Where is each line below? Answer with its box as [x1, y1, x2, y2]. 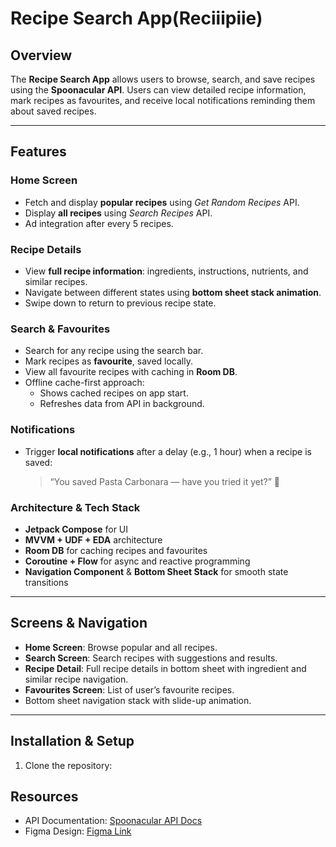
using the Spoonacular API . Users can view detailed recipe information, [10, 84, 307, 96]
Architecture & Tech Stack [10, 500, 141, 514]
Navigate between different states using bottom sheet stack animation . [24, 286, 322, 298]
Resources [10, 788, 79, 805]
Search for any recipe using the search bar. [24, 345, 204, 357]
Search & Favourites [10, 322, 111, 336]
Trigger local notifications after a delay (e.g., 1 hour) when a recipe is [24, 445, 312, 457]
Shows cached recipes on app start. [39, 387, 189, 399]
